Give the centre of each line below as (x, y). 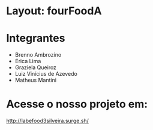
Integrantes (36, 38)
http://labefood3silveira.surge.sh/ (47, 121)
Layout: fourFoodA (54, 11)
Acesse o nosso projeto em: (77, 104)
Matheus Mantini (36, 80)
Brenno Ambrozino (38, 55)
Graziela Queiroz (36, 67)
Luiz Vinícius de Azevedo (46, 74)
